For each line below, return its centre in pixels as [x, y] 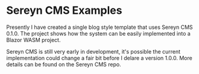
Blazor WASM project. [33, 40]
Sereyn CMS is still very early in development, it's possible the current [93, 51]
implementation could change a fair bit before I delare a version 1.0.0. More [99, 58]
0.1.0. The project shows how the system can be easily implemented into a [99, 33]
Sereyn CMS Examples [64, 11]
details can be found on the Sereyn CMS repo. [64, 64]
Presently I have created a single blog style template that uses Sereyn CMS [99, 27]
